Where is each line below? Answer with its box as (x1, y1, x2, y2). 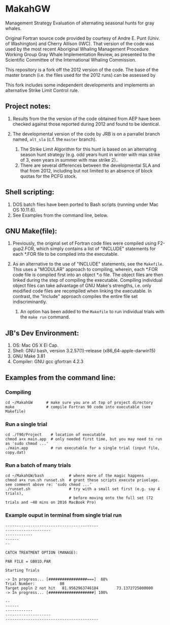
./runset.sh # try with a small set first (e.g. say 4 (5, 487, 160, 492)
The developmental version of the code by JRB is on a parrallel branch (12, 131, 160, 137)
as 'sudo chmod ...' (5, 441, 49, 447)
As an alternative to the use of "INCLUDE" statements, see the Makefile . (12, 261, 164, 267)
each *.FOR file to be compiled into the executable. (12, 251, 119, 257)
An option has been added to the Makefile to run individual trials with (20, 309, 165, 315)
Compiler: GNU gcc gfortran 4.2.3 (12, 359, 84, 365)
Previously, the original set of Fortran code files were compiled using (12, 240, 156, 247)
